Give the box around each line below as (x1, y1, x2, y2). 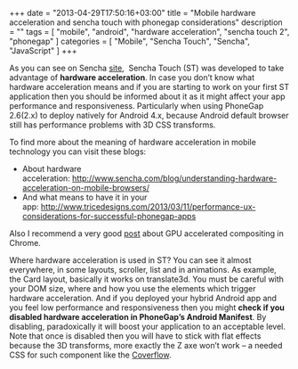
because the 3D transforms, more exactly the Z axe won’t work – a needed (9, 340, 283, 350)
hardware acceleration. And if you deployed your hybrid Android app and (9, 293, 278, 303)
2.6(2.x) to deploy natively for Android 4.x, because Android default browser (9, 111, 289, 120)
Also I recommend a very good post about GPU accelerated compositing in (9, 228, 285, 239)
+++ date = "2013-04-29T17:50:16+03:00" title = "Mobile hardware (9, 8, 256, 18)
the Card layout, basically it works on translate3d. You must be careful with (9, 274, 285, 284)
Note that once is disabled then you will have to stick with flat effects (9, 331, 262, 341)
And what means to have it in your (21, 192, 148, 202)
